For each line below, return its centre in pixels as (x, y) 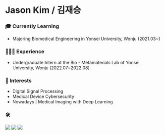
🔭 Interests (19, 81)
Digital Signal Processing (38, 91)
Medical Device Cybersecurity (43, 96)
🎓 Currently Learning (32, 26)
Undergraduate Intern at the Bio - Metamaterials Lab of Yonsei (76, 62)
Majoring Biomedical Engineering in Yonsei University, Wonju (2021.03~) (86, 39)
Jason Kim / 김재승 (43, 10)
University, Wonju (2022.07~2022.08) (51, 68)
